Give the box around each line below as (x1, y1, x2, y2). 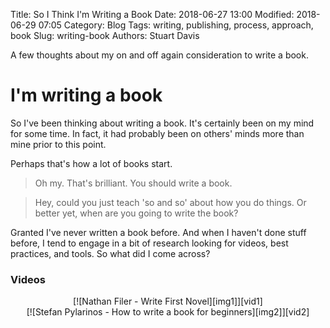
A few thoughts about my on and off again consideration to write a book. (10, 49, 309, 61)
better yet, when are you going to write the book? (34, 207, 239, 219)
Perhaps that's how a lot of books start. (10, 157, 173, 169)
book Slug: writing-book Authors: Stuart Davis (10, 30, 200, 41)
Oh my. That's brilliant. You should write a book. (34, 177, 233, 189)
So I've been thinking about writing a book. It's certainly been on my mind (10, 117, 315, 129)
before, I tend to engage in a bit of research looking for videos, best (10, 237, 289, 249)
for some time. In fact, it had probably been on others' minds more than (10, 127, 305, 139)
